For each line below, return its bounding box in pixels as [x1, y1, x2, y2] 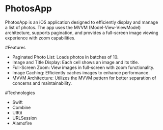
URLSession [12, 115, 37, 121]
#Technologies [5, 90, 35, 96]
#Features [5, 44, 26, 50]
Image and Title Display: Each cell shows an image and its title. [12, 59, 139, 65]
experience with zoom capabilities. [5, 35, 76, 41]
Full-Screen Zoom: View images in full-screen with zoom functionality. [12, 65, 155, 70]
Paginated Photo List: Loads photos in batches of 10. [12, 54, 119, 60]
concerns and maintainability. [12, 80, 72, 86]
